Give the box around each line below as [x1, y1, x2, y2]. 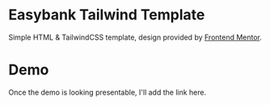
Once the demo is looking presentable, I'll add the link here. [8, 87, 207, 97]
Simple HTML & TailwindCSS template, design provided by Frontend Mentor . [8, 32, 263, 42]
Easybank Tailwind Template [8, 6, 205, 24]
